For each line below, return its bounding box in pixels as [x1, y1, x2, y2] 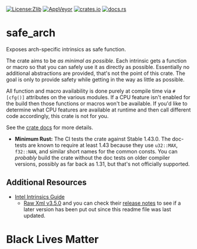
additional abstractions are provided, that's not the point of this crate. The [6, 70, 186, 77]
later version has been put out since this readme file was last [23, 205, 171, 212]
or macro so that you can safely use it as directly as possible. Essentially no [6, 63, 190, 70]
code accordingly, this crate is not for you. [6, 112, 109, 119]
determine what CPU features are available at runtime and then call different [6, 106, 191, 113]
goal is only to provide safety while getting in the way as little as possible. [6, 76, 185, 83]
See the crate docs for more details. [6, 124, 93, 131]
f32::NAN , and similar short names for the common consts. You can [14, 148, 178, 155]
